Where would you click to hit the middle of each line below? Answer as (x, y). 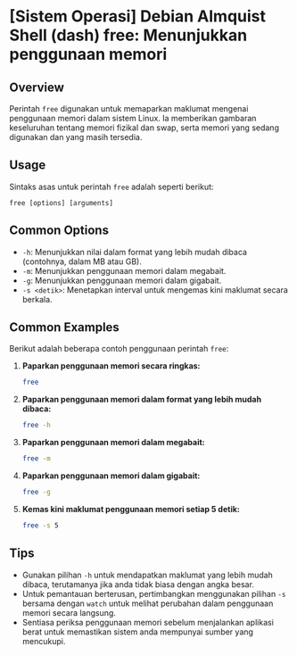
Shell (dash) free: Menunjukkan (128, 35)
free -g (36, 493)
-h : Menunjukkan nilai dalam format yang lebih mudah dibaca (135, 252)
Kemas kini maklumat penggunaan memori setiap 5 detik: (131, 509)
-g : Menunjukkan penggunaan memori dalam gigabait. (122, 280)
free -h (36, 426)
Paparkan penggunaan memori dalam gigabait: (111, 476)
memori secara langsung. (69, 612)
